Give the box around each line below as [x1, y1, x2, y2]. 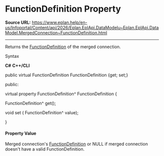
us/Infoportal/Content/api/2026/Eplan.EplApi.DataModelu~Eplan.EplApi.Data [5, 24, 159, 30]
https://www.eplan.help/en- [31, 19, 88, 25]
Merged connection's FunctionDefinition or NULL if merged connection [5, 141, 148, 147]
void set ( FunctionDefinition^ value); [5, 109, 79, 115]
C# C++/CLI [5, 62, 30, 69]
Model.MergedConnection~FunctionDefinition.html [5, 30, 107, 35]
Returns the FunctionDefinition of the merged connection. [5, 44, 121, 50]
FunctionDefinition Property [5, 3, 121, 15]
